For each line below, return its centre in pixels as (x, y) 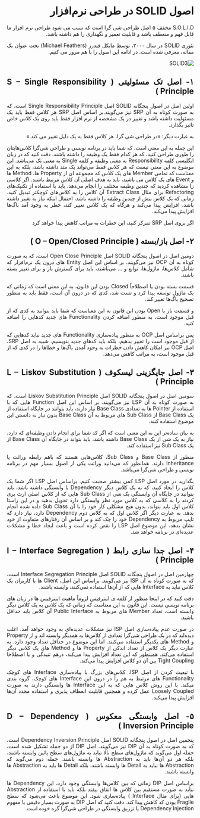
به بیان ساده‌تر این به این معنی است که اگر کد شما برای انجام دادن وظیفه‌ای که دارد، (100, 433)
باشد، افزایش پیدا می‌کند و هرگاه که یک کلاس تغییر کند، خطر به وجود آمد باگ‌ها (100, 204)
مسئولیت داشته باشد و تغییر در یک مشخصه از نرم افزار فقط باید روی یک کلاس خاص (100, 118)
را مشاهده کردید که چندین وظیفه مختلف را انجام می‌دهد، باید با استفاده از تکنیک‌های (100, 185)
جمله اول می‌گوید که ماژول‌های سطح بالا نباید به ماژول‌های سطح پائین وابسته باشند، (100, 752)
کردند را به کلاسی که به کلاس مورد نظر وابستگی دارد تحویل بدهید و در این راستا (100, 500)
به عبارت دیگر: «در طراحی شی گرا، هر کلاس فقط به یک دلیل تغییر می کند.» (110, 136)
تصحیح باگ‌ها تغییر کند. (169, 298)
